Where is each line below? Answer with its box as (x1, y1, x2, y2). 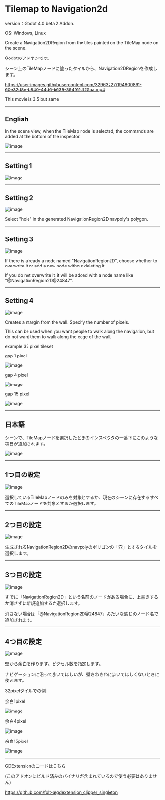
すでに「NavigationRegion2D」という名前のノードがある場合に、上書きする (5, 594, 159, 600)
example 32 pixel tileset (5, 343, 53, 349)
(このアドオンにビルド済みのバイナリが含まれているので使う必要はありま (5, 773, 153, 779)
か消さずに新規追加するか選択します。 (5, 600, 82, 606)
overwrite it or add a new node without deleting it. (5, 263, 106, 269)
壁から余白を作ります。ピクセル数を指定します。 (5, 661, 104, 667)
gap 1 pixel (5, 353, 27, 358)
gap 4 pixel (5, 372, 28, 378)
